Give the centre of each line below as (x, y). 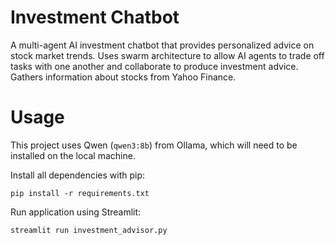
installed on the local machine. (73, 155)
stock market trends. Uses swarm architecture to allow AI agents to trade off (167, 55)
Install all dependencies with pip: (78, 175)
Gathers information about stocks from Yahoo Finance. (123, 77)
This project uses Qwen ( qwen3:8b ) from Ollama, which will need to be (154, 145)
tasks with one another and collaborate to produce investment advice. (154, 66)
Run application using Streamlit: (76, 212)
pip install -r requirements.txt (80, 193)
